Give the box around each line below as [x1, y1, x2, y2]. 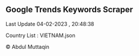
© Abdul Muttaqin [5, 43, 50, 50]
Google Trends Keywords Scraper [5, 5, 133, 15]
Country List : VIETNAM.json [5, 32, 75, 39]
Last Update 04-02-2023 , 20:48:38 [5, 20, 94, 27]
